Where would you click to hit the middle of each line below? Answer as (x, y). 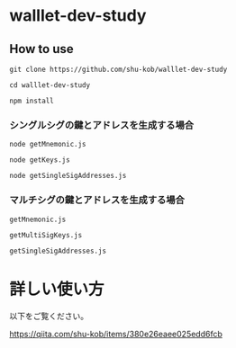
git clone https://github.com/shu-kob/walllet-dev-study (118, 69)
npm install (32, 101)
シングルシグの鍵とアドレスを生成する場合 (102, 125)
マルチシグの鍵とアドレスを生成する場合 (97, 201)
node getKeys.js (40, 160)
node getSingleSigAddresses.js (68, 176)
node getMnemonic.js (48, 145)
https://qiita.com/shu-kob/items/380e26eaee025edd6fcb (116, 334)
